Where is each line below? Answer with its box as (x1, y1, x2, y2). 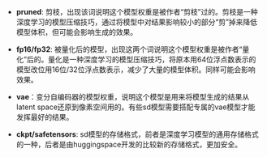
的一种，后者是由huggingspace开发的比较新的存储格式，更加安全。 (15, 140, 242, 149)
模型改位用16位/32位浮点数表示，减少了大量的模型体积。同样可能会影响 (15, 65, 256, 74)
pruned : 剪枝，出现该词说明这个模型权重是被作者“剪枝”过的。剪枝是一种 (15, 7, 258, 16)
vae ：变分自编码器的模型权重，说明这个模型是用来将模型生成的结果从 (15, 92, 250, 101)
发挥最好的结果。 (15, 112, 74, 121)
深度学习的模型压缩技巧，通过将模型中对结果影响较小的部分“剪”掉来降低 (15, 17, 258, 27)
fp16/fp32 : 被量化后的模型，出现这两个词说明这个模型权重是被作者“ (15, 45, 243, 54)
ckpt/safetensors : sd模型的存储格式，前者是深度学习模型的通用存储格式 (15, 129, 260, 139)
